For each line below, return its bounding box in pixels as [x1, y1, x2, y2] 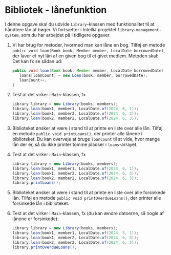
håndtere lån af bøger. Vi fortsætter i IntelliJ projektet [5, 26, 117, 32]
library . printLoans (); [12, 180, 61, 185]
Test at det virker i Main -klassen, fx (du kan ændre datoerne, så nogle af [12, 210, 164, 217]
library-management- [117, 27, 162, 32]
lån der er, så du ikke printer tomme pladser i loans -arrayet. [12, 141, 138, 147]
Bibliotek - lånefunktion [5, 4, 107, 16]
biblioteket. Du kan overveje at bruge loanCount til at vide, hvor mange [12, 136, 160, 142]
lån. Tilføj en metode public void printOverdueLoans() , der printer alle [12, 195, 162, 201]
